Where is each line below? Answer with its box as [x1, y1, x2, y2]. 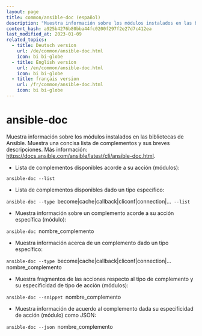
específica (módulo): [14, 216, 67, 223]
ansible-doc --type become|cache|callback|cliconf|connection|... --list [6, 198, 191, 205]
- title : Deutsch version [11, 43, 77, 49]
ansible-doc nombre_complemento [6, 227, 94, 235]
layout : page [6, 8, 39, 15]
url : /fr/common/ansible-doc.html [17, 82, 103, 88]
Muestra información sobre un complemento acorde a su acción [14, 209, 174, 217]
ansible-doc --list [6, 175, 55, 181]
